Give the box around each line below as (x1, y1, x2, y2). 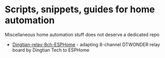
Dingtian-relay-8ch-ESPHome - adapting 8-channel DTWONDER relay (12, 41, 160, 47)
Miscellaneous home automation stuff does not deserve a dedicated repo (5, 31, 160, 37)
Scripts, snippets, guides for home (5, 4, 155, 15)
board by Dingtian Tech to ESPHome (12, 47, 90, 53)
